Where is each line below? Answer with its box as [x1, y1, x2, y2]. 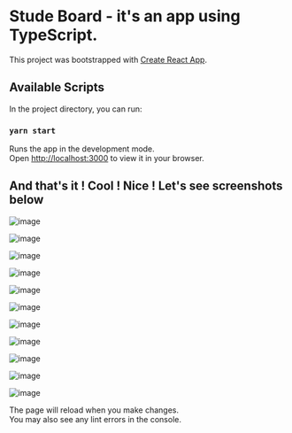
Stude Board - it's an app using [9, 6, 241, 27]
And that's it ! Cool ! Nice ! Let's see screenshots [9, 179, 283, 194]
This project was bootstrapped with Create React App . [9, 54, 208, 65]
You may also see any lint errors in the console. [9, 414, 181, 424]
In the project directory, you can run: [9, 104, 142, 114]
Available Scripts [9, 80, 104, 95]
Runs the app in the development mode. [9, 143, 155, 154]
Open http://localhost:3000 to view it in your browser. [9, 153, 205, 164]
